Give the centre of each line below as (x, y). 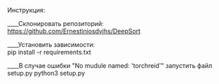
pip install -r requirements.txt (49, 52)
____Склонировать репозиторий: (55, 23)
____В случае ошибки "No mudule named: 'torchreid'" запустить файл (110, 65)
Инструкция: (26, 10)
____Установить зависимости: (51, 44)
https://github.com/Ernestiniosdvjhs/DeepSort (74, 31)
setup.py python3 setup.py (46, 73)
